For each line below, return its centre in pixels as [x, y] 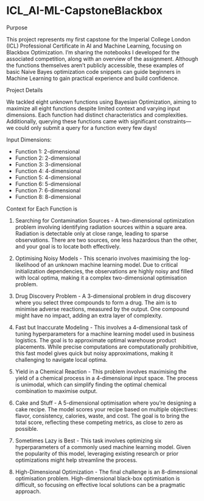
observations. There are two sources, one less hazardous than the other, [106, 240]
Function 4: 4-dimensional [48, 171]
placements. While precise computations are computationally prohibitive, [107, 347]
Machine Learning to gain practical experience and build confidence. [93, 78]
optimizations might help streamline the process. [76, 460]
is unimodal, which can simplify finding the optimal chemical [91, 384]
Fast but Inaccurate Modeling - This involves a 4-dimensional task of [101, 327]
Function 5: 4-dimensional [48, 177]
